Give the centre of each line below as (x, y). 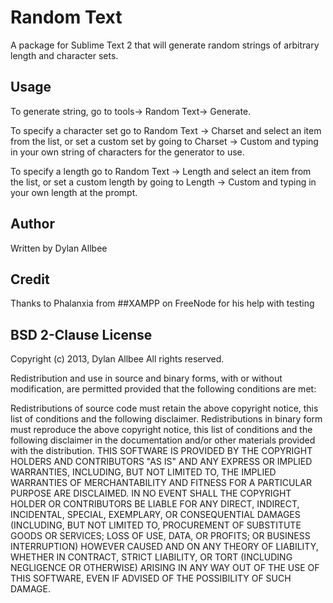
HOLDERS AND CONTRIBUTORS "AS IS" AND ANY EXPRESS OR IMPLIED (161, 462)
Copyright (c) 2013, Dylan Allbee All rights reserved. (117, 359)
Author (32, 224)
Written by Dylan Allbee (59, 248)
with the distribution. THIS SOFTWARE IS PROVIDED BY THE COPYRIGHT (161, 451)
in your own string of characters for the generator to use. (127, 152)
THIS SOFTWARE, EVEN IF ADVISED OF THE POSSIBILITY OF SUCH (151, 578)
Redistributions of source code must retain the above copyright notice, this (164, 408)
